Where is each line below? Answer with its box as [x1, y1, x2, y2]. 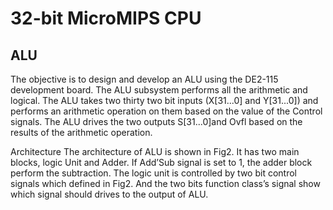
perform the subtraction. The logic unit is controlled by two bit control [10, 167, 297, 179]
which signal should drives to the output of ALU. [10, 188, 209, 200]
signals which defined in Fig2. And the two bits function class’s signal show [10, 178, 321, 189]
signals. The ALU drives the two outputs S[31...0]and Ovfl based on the [10, 116, 303, 127]
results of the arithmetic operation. [10, 127, 153, 138]
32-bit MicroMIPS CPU [10, 7, 202, 30]
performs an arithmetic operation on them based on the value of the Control [10, 105, 323, 117]
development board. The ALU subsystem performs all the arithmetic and [10, 84, 308, 96]
